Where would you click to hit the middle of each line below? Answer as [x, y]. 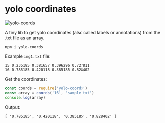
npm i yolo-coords [24, 47]
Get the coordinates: [26, 79]
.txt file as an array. [25, 38]
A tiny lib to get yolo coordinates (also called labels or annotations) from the [83, 32]
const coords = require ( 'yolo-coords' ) [46, 88]
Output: [13, 107]
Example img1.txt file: [28, 56]
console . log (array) [25, 97]
